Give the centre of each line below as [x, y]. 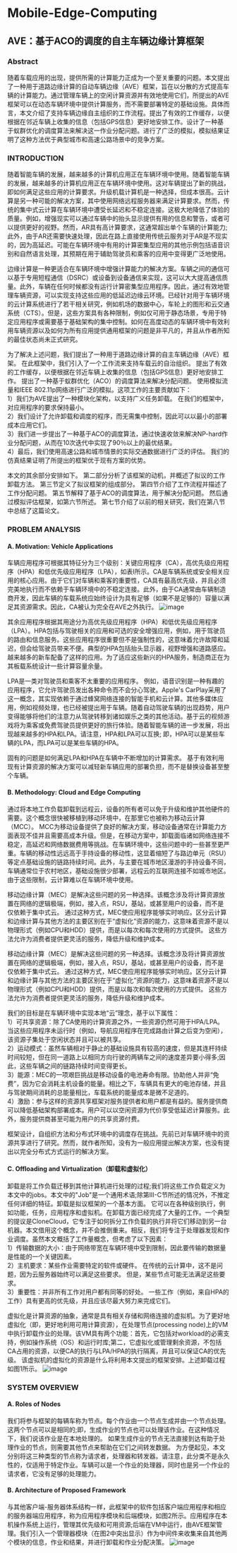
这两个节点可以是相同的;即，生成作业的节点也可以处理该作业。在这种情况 [114, 1429]
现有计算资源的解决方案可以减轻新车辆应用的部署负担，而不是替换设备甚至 [115, 767]
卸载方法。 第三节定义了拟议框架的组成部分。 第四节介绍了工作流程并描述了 [117, 484]
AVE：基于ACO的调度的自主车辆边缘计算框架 [106, 41]
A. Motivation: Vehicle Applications [60, 546]
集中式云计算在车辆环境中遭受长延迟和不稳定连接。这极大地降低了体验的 [124, 210]
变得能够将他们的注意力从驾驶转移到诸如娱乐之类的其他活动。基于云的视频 [115, 716]
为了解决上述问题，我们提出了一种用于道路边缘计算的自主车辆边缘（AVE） [115, 355]
